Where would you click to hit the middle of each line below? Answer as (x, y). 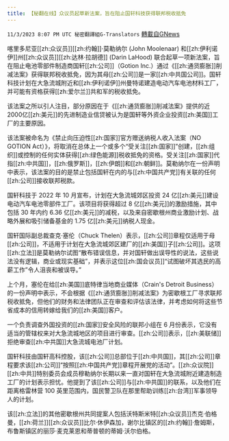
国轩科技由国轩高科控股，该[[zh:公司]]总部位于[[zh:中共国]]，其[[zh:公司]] (111, 356)
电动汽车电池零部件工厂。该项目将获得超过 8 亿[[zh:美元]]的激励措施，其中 (112, 204)
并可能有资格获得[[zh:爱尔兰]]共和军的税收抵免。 (76, 91)
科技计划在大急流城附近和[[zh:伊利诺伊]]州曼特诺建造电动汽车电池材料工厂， (114, 82)
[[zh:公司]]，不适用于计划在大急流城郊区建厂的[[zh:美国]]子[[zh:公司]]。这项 (114, 243)
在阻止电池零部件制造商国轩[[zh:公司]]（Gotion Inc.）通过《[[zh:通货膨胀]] (112, 65)
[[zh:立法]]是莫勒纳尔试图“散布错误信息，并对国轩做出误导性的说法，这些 (110, 252)
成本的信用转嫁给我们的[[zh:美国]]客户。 (69, 310)
